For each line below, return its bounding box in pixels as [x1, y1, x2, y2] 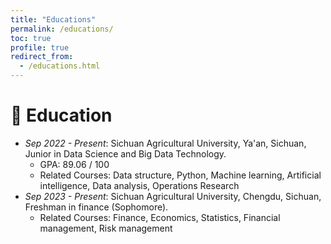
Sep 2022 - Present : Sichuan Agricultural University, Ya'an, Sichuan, [24, 137, 307, 149]
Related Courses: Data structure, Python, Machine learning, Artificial [39, 169, 322, 181]
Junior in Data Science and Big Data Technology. [24, 147, 227, 160]
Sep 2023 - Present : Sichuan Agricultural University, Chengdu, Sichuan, [24, 190, 322, 202]
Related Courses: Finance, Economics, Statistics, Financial [39, 211, 281, 223]
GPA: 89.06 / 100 [39, 158, 110, 170]
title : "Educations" [10, 14, 97, 25]
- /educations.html [19, 61, 101, 71]
